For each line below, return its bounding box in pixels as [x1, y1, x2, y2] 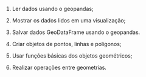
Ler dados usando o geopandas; [12, 5, 94, 12]
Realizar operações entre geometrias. [12, 64, 106, 71]
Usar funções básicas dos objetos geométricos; [12, 52, 133, 59]
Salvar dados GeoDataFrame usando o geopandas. [12, 28, 141, 36]
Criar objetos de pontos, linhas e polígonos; [12, 41, 122, 47]
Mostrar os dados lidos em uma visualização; [12, 17, 126, 24]
